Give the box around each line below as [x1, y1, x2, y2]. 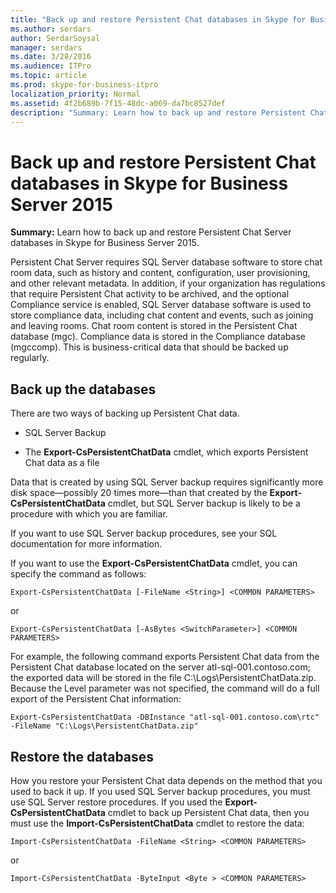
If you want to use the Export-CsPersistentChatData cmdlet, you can [10, 557, 298, 570]
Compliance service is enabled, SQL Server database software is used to [10, 299, 312, 311]
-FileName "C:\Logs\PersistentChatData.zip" [10, 721, 199, 731]
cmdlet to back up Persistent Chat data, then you [107, 806, 310, 818]
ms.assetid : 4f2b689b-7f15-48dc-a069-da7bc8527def [10, 98, 226, 108]
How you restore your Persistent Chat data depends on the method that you [10, 774, 323, 786]
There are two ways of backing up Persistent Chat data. [10, 407, 240, 420]
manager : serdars [10, 42, 83, 53]
